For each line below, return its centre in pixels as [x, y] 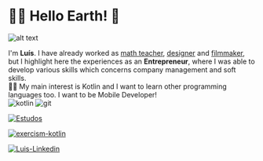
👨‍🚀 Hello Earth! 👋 [64, 16]
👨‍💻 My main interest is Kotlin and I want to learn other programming [118, 86]
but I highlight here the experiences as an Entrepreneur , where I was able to [131, 61]
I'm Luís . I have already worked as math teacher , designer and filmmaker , [127, 53]
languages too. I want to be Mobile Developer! [82, 94]
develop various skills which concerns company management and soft [122, 69]
